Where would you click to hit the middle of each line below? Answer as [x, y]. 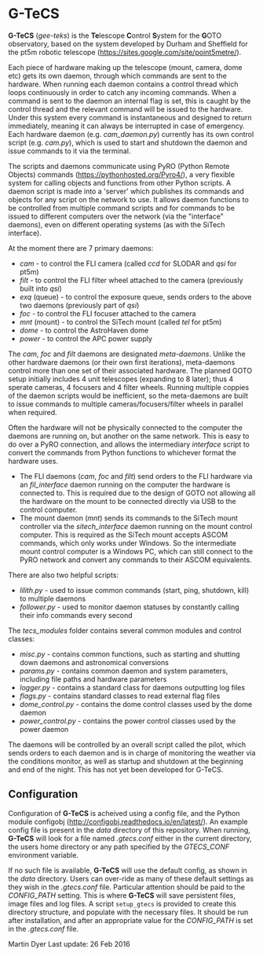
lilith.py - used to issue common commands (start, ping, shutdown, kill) [134, 590]
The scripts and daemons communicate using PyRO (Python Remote [119, 166]
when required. [33, 412]
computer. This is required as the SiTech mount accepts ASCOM [124, 535]
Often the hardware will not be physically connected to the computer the [126, 427]
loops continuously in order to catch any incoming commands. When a [122, 92]
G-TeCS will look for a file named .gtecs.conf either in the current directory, [130, 838]
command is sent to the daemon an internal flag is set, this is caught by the [130, 101]
